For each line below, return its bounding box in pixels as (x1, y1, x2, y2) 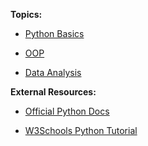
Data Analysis (24, 67, 82, 78)
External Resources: (10, 86, 97, 98)
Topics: (10, 9, 43, 20)
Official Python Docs (24, 105, 110, 117)
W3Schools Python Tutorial (24, 125, 138, 136)
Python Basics (24, 28, 85, 39)
